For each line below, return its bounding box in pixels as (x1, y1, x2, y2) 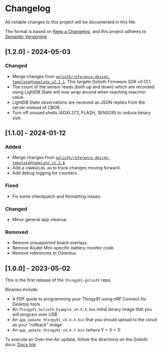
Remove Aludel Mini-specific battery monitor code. (12, 245, 115, 251)
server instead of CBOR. (12, 104, 61, 110)
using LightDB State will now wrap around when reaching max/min (12, 89, 146, 95)
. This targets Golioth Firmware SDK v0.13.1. (64, 78, 152, 84)
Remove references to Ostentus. (12, 250, 77, 256)
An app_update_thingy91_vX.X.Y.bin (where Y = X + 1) (12, 327, 121, 333)
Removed (5, 228, 28, 235)
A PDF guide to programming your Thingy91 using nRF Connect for (12, 296, 147, 302)
